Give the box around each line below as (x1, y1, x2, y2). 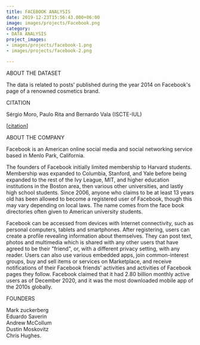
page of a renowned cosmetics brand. (6, 87, 100, 95)
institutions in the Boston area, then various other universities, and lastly (6, 182, 184, 189)
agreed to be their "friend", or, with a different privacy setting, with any (6, 245, 180, 252)
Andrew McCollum (6, 319, 52, 326)
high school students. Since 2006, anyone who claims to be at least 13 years (6, 189, 195, 196)
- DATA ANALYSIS (6, 31, 47, 37)
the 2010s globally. (6, 283, 53, 290)
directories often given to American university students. (6, 208, 143, 215)
